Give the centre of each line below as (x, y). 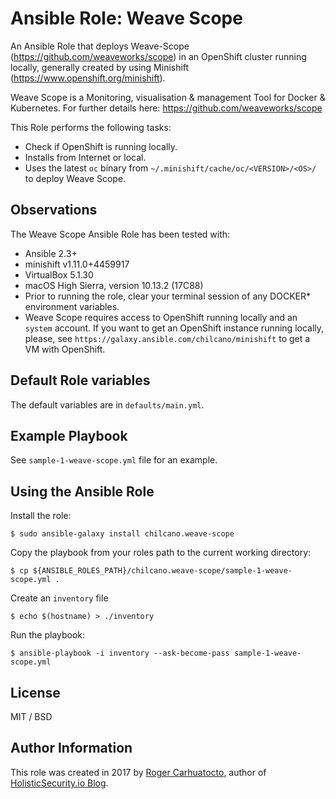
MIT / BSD (31, 716)
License (35, 692)
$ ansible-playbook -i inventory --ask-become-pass (120, 653)
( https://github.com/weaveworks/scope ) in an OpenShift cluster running (158, 56)
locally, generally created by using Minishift (100, 67)
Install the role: (41, 516)
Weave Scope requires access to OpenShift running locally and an (161, 317)
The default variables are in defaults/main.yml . (107, 404)
